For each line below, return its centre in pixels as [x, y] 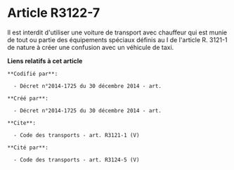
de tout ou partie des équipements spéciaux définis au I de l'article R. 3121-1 [117, 39]
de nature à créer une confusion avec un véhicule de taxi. [91, 47]
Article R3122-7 [54, 13]
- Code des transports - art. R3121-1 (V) [77, 135]
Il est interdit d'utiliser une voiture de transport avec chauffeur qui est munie [117, 32]
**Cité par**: [28, 148]
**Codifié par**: [33, 74]
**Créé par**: [28, 98]
